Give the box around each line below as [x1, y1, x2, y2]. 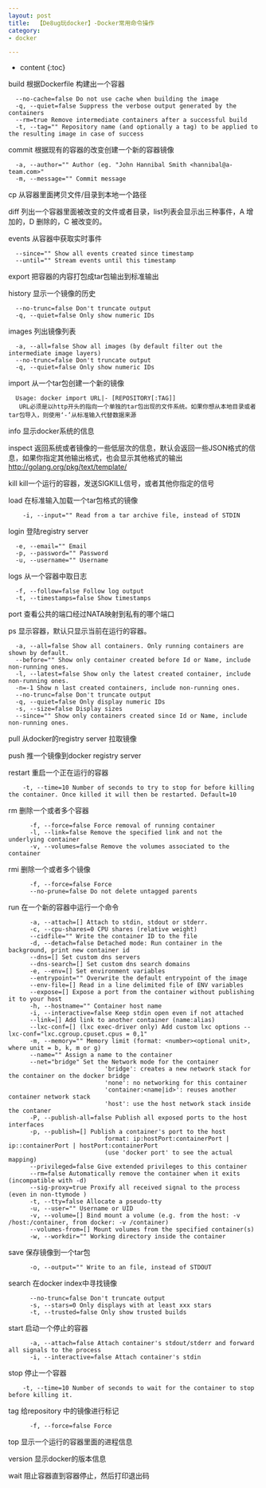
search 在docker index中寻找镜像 [8, 1278, 118, 1289]
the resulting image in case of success [8, 130, 145, 138]
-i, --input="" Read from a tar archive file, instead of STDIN [22, 511, 241, 519]
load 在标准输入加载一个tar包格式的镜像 [8, 495, 139, 505]
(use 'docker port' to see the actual [104, 1149, 233, 1157]
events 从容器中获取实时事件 [8, 234, 102, 243]
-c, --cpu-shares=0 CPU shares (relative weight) [29, 926, 198, 933]
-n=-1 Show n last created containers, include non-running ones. [15, 684, 241, 693]
